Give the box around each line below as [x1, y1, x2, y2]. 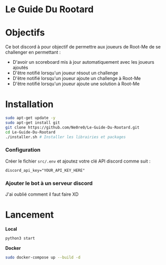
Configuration [5, 146, 41, 153]
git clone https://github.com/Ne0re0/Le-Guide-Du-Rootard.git [5, 125, 140, 130]
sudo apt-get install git [5, 120, 60, 125]
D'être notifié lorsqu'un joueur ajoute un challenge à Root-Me [12, 75, 141, 82]
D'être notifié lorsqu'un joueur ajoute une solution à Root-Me [12, 81, 140, 87]
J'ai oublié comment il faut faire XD [5, 191, 79, 197]
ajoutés [12, 65, 28, 71]
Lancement [5, 209, 54, 221]
